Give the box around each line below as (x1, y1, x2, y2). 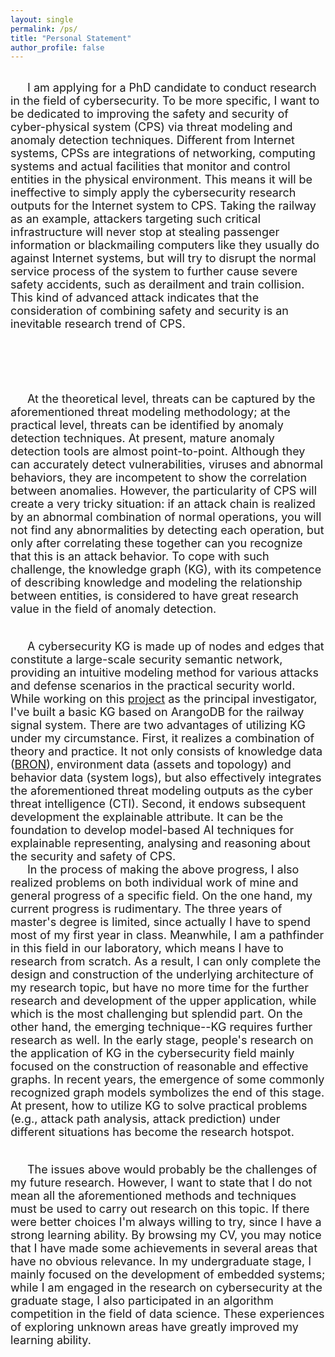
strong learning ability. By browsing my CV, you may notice (10, 1228, 322, 1243)
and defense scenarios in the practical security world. (10, 679, 296, 693)
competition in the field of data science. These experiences (10, 1307, 325, 1321)
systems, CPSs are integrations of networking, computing (10, 146, 316, 161)
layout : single (10, 14, 74, 25)
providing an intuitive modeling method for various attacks (10, 666, 319, 680)
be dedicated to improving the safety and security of (10, 107, 289, 121)
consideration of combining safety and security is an (10, 304, 289, 318)
